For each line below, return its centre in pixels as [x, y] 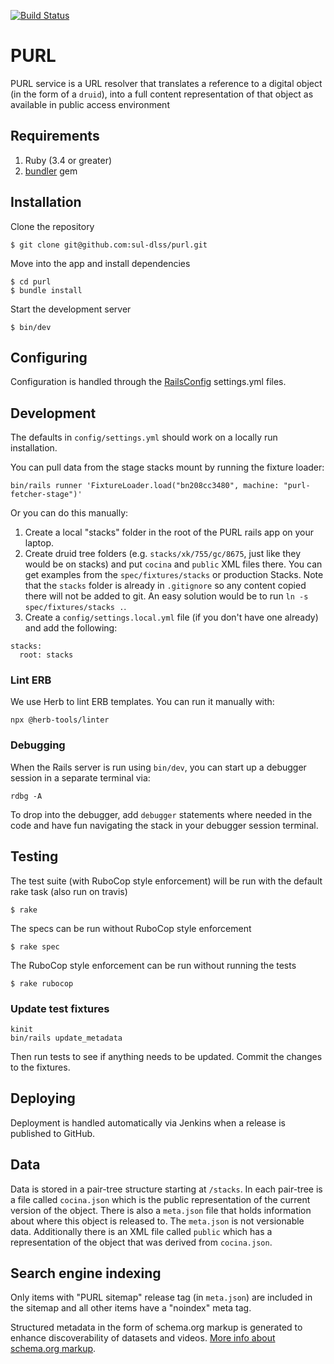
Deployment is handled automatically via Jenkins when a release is [148, 1122]
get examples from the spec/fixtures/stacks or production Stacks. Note [174, 575]
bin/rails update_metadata [66, 1038]
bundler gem [51, 171]
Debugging [38, 745]
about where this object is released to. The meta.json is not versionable [157, 1221]
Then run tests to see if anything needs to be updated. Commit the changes [166, 1056]
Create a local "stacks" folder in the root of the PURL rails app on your [169, 532]
